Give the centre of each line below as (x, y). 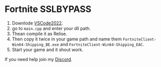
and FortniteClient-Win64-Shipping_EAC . (102, 44)
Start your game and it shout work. (47, 49)
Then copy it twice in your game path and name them (67, 39)
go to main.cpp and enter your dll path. (51, 28)
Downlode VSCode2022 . (37, 23)
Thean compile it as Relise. (40, 33)
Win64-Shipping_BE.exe (35, 44)
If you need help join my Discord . (39, 59)
